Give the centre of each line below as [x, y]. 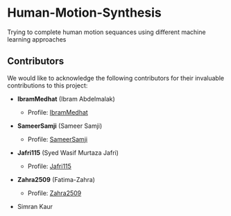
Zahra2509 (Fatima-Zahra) [56, 179]
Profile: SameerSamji [58, 139]
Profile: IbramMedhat [58, 112]
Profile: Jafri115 [49, 166]
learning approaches [37, 39]
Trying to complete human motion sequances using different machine [106, 32]
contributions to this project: [48, 85]
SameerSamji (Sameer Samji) [60, 126]
